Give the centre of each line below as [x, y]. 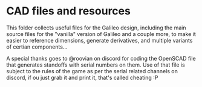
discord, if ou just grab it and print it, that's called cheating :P [82, 77]
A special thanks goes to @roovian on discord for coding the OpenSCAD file [101, 58]
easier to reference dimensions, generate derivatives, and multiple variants [99, 40]
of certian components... [37, 47]
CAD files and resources [69, 11]
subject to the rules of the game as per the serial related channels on [92, 71]
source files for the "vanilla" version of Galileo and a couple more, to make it [101, 34]
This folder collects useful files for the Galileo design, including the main [96, 28]
